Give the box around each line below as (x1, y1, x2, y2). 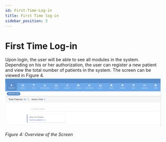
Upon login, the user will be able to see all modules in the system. (5, 57, 140, 63)
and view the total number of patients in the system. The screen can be (5, 67, 152, 73)
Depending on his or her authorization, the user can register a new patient (5, 62, 157, 68)
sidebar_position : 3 (5, 18, 48, 23)
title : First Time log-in (5, 13, 59, 18)
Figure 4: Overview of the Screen (5, 132, 73, 138)
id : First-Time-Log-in (5, 8, 52, 13)
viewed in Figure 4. (5, 72, 44, 79)
